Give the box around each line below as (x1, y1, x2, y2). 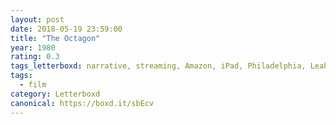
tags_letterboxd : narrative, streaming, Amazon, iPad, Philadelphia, (10, 61, 307, 71)
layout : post (10, 14, 65, 25)
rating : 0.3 (10, 52, 60, 62)
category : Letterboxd (10, 89, 101, 99)
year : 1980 (10, 42, 56, 53)
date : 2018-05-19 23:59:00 (10, 24, 123, 34)
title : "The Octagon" (10, 33, 101, 43)
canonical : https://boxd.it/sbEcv (10, 98, 155, 108)
